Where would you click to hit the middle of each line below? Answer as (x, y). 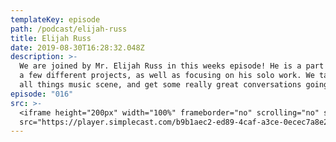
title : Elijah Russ (51, 38)
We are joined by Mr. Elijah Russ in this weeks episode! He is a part (172, 66)
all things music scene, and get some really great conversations (160, 85)
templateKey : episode (55, 19)
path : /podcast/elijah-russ (69, 29)
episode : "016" (42, 94)
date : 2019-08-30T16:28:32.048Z (77, 47)
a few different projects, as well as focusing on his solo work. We (167, 76)
